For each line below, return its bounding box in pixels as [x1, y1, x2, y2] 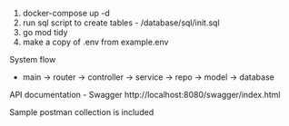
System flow [9, 54, 56, 64]
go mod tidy [22, 27, 68, 37]
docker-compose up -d [22, 8, 111, 18]
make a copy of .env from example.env [22, 36, 169, 47]
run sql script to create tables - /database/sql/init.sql [22, 17, 220, 28]
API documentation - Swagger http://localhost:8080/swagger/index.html [9, 90, 281, 100]
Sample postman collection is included [9, 107, 154, 117]
